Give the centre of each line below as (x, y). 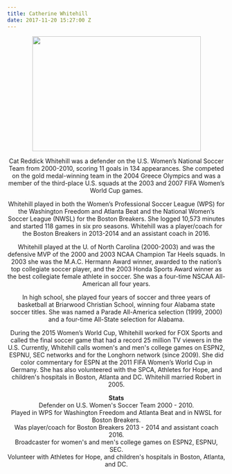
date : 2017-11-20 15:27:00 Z (49, 20)
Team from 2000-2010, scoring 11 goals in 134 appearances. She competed (116, 168)
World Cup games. (116, 190)
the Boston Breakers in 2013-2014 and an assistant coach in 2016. (116, 233)
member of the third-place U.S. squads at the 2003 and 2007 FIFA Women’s (116, 183)
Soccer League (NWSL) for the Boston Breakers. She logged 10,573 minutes (116, 219)
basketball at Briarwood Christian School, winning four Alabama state (116, 304)
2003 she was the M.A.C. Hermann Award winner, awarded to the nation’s (116, 262)
